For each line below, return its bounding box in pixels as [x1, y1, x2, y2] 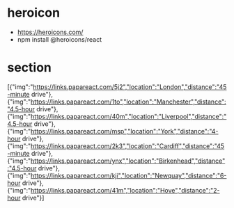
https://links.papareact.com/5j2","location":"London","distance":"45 [32, 82, 227, 91]
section [7, 60, 52, 76]
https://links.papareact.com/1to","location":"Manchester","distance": [30, 97, 226, 106]
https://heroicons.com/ [17, 28, 84, 36]
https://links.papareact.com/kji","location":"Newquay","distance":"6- [30, 171, 227, 179]
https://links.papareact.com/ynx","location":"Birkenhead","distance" [30, 157, 226, 165]
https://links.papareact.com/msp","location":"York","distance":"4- [30, 127, 219, 135]
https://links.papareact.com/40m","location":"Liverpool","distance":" [30, 112, 227, 120]
